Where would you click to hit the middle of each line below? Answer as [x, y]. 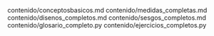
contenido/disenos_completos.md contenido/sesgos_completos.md [107, 18]
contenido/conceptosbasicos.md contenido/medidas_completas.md [107, 10]
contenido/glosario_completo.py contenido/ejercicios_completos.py [107, 25]
